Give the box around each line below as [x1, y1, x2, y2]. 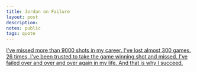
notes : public [6, 25, 41, 31]
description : [6, 19, 38, 25]
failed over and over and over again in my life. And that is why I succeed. [6, 60, 183, 67]
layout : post [6, 14, 38, 20]
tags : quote [6, 31, 35, 37]
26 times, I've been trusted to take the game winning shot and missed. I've [6, 53, 188, 60]
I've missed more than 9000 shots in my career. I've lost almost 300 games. [6, 47, 191, 54]
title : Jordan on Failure [6, 8, 70, 15]
